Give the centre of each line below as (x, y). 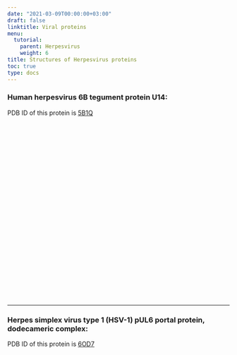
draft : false (26, 20)
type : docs (23, 73)
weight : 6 (35, 54)
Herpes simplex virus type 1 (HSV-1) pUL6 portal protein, (106, 320)
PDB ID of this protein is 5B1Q (50, 113)
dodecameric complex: (48, 328)
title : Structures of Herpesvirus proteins (72, 60)
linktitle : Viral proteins (47, 27)
